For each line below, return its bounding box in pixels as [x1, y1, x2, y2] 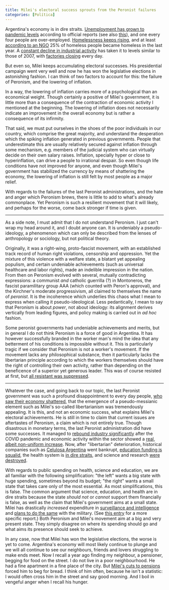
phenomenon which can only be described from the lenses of [29, 230, 157, 236]
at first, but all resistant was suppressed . [5, 373, 90, 379]
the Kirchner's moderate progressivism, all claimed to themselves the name [5, 288, 162, 294]
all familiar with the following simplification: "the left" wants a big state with [5, 472, 161, 478]
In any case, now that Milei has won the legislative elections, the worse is [5, 536, 157, 542]
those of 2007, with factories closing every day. [5, 53, 104, 59]
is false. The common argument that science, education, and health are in [5, 488, 158, 495]
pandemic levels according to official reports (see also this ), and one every [5, 31, 160, 37]
